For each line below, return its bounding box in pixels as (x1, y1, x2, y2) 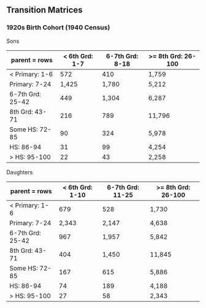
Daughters (6, 168, 33, 175)
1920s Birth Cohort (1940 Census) (6, 23, 110, 32)
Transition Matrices (6, 5, 83, 15)
